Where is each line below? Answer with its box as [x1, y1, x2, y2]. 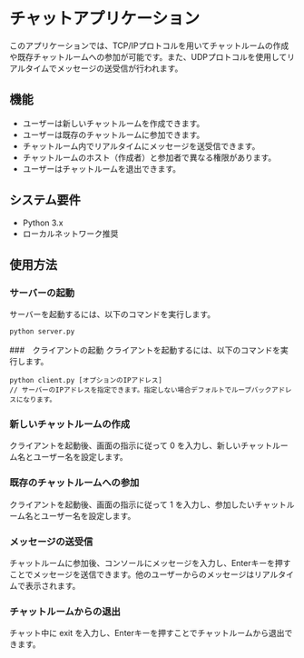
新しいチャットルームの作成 [9, 418, 131, 431]
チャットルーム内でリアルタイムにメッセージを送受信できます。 [22, 140, 260, 151]
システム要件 [9, 193, 82, 208]
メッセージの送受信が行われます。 [56, 63, 183, 74]
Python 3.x [22, 217, 64, 228]
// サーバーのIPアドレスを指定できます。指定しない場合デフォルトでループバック [9, 385, 272, 395]
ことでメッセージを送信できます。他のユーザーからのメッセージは [9, 569, 255, 580]
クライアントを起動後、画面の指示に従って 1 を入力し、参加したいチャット [9, 499, 288, 510]
